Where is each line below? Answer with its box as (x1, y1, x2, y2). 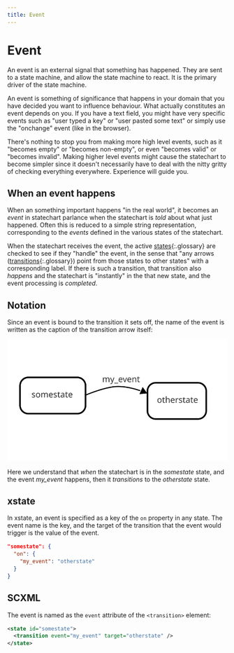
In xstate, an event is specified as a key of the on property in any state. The (7, 514, 224, 522)
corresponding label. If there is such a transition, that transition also (7, 264, 202, 273)
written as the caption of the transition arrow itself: (7, 326, 153, 334)
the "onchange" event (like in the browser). (7, 123, 131, 132)
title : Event (7, 11, 45, 18)
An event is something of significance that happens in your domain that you (7, 94, 225, 102)
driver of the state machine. (7, 81, 87, 89)
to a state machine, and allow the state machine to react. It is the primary (7, 73, 217, 81)
